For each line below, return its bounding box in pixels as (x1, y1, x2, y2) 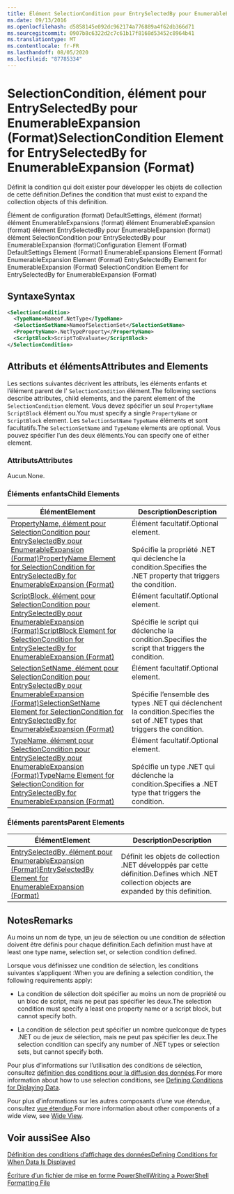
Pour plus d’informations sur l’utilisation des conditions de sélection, (7, 1061, 203, 1070)
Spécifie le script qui (131, 618, 199, 627)
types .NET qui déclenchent (131, 698, 223, 708)
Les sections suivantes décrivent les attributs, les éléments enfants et (7, 379, 208, 388)
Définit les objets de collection (120, 852, 220, 862)
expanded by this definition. (120, 887, 212, 896)
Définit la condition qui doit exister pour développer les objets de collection (7, 183, 223, 191)
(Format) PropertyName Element (10, 553, 116, 563)
